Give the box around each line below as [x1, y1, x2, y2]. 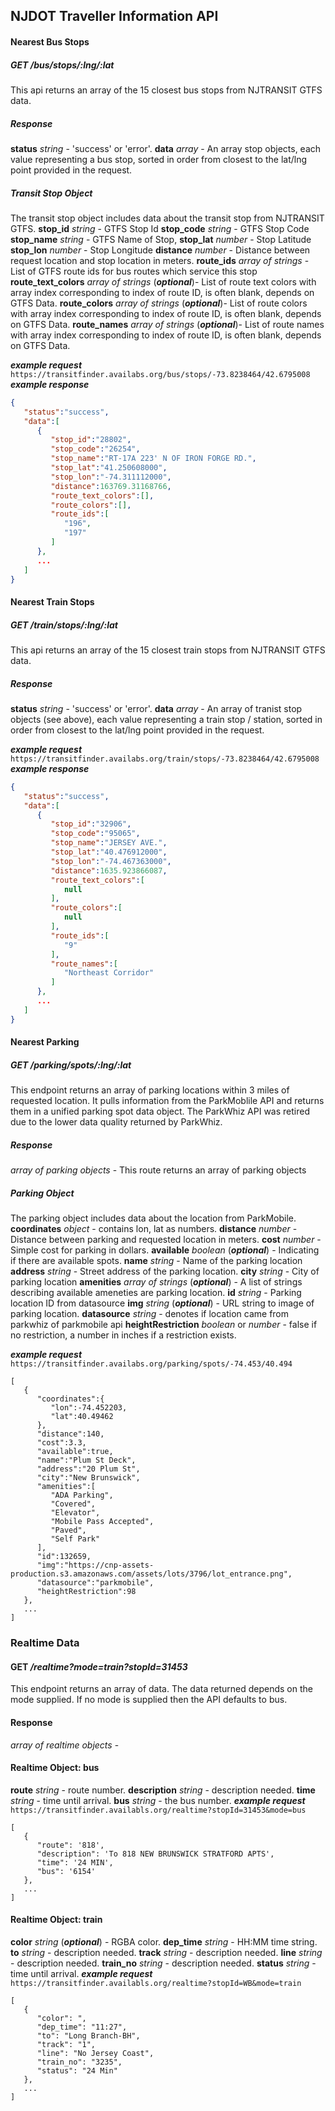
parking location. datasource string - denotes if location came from [10, 1308, 290, 1320]
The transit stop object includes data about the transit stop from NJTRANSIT [10, 212, 325, 224]
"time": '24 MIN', [36, 1857, 114, 1868]
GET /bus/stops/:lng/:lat [10, 59, 115, 71]
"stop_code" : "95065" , [50, 829, 141, 839]
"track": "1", [36, 2039, 97, 2049]
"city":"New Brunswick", [36, 1473, 141, 1483]
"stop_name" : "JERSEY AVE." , [50, 838, 168, 848]
